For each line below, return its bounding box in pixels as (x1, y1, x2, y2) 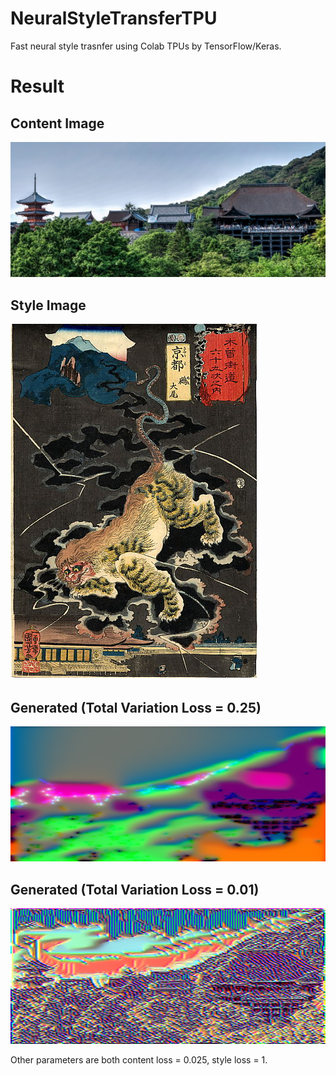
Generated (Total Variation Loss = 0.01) (10, 881, 260, 898)
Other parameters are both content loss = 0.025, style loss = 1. (10, 1053, 268, 1066)
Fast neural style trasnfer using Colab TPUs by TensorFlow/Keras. (10, 40, 282, 52)
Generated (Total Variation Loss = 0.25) (10, 699, 262, 716)
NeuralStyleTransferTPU (10, 7, 218, 30)
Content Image (10, 115, 105, 132)
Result (10, 75, 65, 98)
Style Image (10, 297, 87, 314)
